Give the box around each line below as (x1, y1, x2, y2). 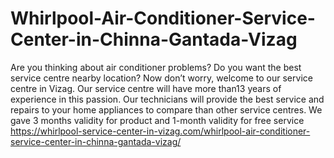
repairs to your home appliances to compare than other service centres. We (10, 103, 323, 116)
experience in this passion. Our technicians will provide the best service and (10, 93, 325, 105)
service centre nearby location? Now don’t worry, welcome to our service (10, 72, 313, 84)
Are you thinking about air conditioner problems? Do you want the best (10, 61, 302, 73)
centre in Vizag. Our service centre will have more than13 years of (10, 82, 282, 94)
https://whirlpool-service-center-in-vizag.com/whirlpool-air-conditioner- (10, 125, 311, 137)
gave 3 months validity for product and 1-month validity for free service (10, 114, 305, 126)
